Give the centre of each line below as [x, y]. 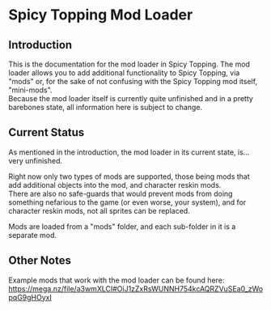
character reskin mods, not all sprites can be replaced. [99, 210]
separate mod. [33, 235]
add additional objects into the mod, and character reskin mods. [115, 185]
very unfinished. [36, 160]
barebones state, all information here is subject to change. [106, 107]
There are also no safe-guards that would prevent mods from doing [121, 193]
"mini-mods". [30, 90]
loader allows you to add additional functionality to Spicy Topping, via [124, 73]
